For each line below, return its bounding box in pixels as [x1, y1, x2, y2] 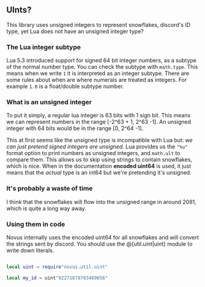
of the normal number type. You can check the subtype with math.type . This [6, 64, 198, 71]
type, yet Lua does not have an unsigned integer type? [6, 27, 144, 35]
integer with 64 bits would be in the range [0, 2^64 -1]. [6, 125, 144, 132]
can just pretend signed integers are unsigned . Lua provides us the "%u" [6, 143, 188, 150]
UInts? [6, 5, 32, 15]
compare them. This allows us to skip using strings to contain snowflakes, [6, 156, 193, 164]
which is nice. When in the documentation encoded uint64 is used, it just [6, 162, 192, 170]
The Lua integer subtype [6, 43, 81, 51]
